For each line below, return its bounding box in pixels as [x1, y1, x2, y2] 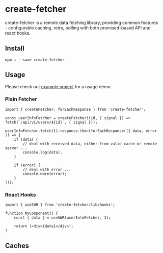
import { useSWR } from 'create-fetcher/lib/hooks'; [5, 202, 115, 207]
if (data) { [14, 137, 38, 142]
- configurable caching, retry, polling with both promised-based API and [5, 25, 151, 30]
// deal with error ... [23, 167, 71, 172]
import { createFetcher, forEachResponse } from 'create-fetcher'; [5, 107, 146, 112]
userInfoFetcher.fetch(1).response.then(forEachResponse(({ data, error [5, 128, 157, 133]
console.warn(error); [23, 171, 67, 176]
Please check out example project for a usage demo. [5, 83, 112, 89]
